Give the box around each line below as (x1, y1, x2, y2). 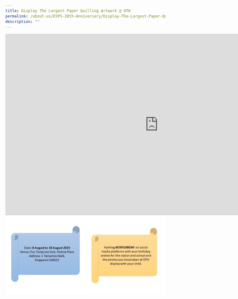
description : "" (5, 19, 40, 24)
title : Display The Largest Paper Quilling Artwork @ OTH (5, 8, 131, 13)
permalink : (5, 13, 28, 19)
